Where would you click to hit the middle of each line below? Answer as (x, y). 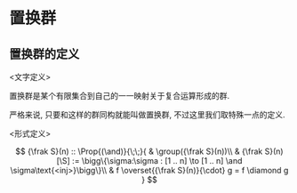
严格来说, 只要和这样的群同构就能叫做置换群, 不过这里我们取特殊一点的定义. (147, 115)
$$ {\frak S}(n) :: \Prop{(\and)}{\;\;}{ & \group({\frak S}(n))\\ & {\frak (139, 151)
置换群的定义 (44, 54)
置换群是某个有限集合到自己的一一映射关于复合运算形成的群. (120, 96)
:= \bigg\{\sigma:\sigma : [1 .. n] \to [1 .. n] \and (157, 161)
